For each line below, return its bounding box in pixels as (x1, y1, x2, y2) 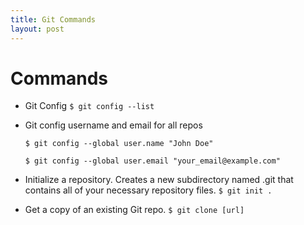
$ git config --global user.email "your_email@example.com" (24, 156, 281, 166)
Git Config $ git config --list (24, 100, 155, 112)
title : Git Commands (10, 14, 97, 25)
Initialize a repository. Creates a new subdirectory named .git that (24, 174, 294, 186)
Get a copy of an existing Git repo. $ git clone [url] (24, 204, 245, 216)
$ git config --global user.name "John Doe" (24, 139, 214, 149)
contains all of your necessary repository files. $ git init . (24, 184, 273, 196)
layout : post (10, 24, 65, 34)
